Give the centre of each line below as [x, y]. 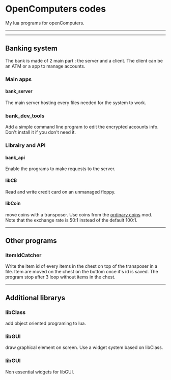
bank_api [15, 157]
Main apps [19, 79]
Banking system [31, 49]
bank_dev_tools [25, 116]
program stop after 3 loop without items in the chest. [60, 277]
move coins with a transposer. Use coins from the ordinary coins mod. [79, 214]
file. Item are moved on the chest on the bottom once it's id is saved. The [82, 272]
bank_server [19, 91]
